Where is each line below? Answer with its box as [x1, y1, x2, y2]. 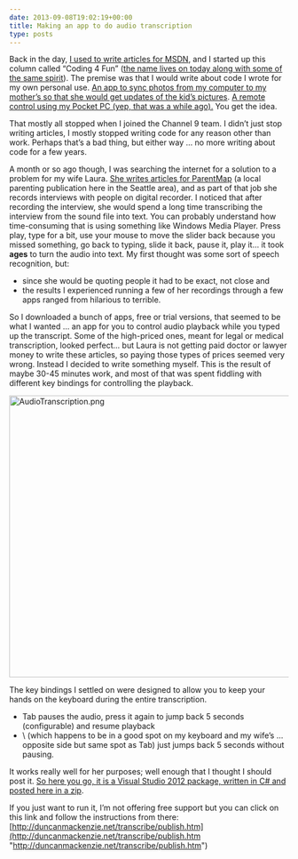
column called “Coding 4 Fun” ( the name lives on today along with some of [9, 63, 283, 74]
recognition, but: [9, 259, 69, 269]
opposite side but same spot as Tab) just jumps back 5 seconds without [21, 740, 285, 751]
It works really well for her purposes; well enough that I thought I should [9, 767, 272, 777]
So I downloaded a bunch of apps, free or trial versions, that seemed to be [9, 312, 281, 323]
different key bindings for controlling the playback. [9, 378, 193, 389]
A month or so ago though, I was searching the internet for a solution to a [9, 164, 277, 174]
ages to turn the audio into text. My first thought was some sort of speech [9, 249, 279, 260]
